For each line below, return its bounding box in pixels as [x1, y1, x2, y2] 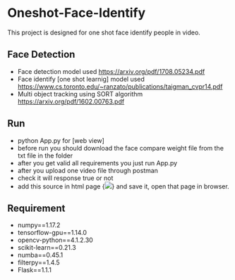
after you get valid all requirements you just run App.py [17, 158, 178, 167]
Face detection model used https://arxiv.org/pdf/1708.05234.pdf [17, 67, 205, 75]
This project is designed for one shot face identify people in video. [7, 28, 201, 37]
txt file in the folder [17, 151, 73, 160]
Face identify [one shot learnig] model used [17, 75, 145, 83]
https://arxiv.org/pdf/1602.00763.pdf [17, 97, 125, 106]
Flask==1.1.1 [17, 266, 52, 274]
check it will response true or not [17, 174, 114, 182]
